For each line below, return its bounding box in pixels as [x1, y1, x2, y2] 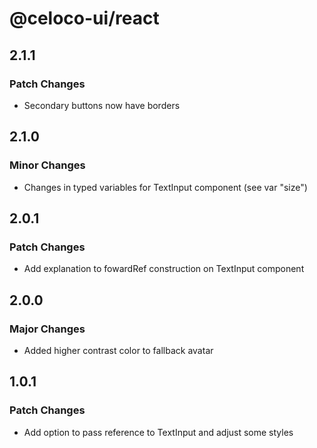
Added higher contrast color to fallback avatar [23, 344, 214, 356]
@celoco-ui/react [9, 7, 160, 30]
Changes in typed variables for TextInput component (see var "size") [23, 181, 308, 193]
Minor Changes [9, 158, 86, 172]
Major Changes [9, 322, 86, 336]
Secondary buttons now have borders [23, 99, 181, 111]
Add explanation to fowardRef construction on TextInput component [23, 263, 305, 275]
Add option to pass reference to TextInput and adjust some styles [23, 426, 294, 438]
